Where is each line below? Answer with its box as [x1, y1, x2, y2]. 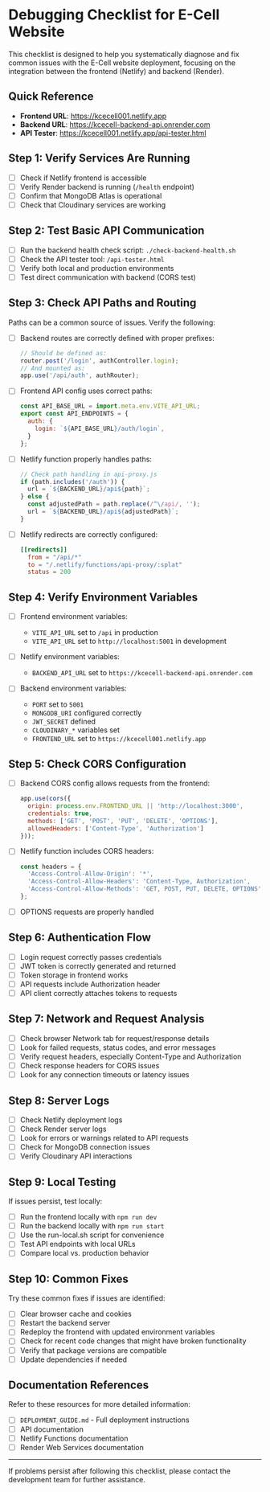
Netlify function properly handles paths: [19, 454, 153, 464]
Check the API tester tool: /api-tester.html [19, 254, 165, 264]
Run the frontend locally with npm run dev [19, 1212, 157, 1222]
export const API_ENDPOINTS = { [19, 410, 129, 418]
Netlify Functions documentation [19, 1433, 129, 1443]
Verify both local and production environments [19, 263, 174, 273]
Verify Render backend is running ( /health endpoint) [19, 182, 195, 191]
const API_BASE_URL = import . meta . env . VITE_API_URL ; [19, 402, 201, 411]
